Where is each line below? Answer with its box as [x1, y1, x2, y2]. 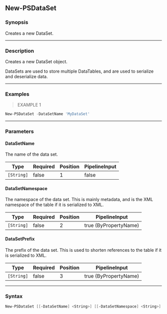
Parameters [5, 128, 34, 135]
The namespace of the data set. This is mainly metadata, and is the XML [5, 197, 153, 203]
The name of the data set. [5, 151, 58, 157]
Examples [5, 91, 30, 98]
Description [5, 47, 34, 54]
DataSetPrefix [5, 236, 35, 242]
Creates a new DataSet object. [5, 58, 68, 64]
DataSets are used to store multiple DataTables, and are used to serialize [5, 68, 154, 74]
